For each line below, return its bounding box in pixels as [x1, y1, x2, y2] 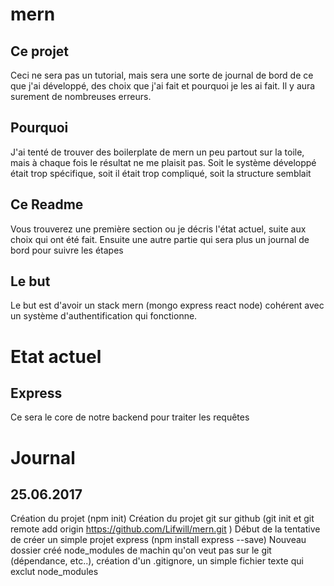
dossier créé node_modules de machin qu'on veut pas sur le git [10, 544, 272, 557]
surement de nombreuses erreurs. [10, 91, 152, 102]
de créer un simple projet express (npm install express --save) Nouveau [10, 534, 307, 546]
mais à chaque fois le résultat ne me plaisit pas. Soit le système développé [10, 156, 317, 168]
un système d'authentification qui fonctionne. [10, 310, 198, 322]
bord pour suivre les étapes [10, 244, 124, 256]
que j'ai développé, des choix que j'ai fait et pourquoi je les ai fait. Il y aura [10, 80, 316, 92]
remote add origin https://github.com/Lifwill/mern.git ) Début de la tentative [10, 523, 321, 535]
